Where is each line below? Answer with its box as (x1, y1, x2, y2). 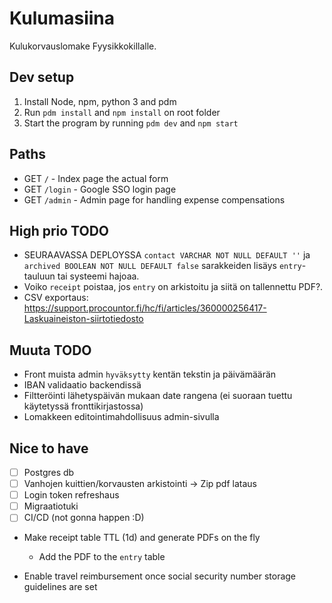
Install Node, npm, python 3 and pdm (23, 95, 177, 107)
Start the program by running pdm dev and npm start (23, 117, 239, 129)
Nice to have (9, 440, 89, 457)
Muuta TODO (9, 342, 92, 359)
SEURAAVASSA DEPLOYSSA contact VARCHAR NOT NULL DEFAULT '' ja (23, 249, 311, 261)
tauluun (23, 270, 56, 282)
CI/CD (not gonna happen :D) (23, 512, 145, 524)
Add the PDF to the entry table (38, 551, 166, 563)
